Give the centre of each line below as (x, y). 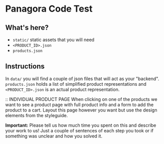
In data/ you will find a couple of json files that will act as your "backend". (82, 79)
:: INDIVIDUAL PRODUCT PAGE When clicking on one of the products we (81, 99)
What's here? (27, 28)
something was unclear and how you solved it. (54, 136)
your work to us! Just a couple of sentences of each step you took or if (79, 130)
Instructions (25, 66)
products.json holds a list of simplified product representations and (76, 84)
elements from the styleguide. (37, 115)
